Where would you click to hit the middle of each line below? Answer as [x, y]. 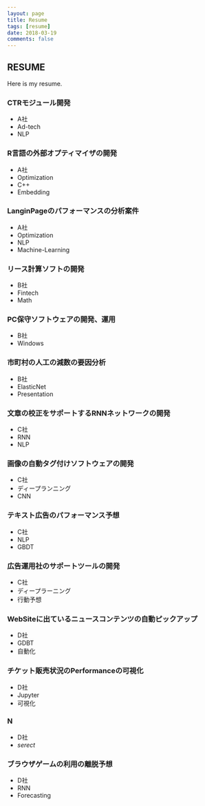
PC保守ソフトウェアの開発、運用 [61, 320]
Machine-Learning [43, 249]
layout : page [26, 13]
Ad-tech [29, 127]
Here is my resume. [35, 83]
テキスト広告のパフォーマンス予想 [63, 515]
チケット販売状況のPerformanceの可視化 [75, 671]
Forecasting [34, 796]
